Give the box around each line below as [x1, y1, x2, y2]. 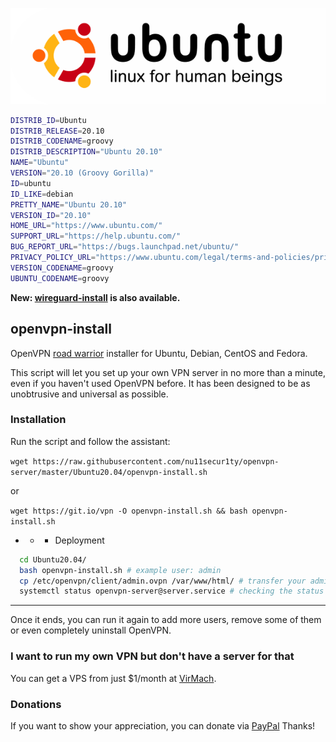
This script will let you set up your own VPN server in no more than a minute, [10, 366, 326, 378]
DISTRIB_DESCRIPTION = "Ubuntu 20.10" [10, 147, 163, 157]
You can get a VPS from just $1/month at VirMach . [10, 672, 217, 684]
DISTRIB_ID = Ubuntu [10, 115, 87, 125]
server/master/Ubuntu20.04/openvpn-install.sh [10, 467, 208, 477]
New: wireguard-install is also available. [10, 291, 181, 303]
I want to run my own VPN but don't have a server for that [10, 649, 295, 663]
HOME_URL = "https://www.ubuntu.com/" [10, 221, 163, 231]
